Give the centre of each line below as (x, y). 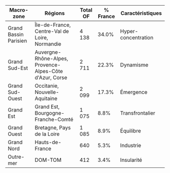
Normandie (48, 44)
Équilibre (131, 131)
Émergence (134, 92)
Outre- (16, 157)
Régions (55, 13)
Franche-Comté (54, 119)
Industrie (131, 145)
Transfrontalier (138, 113)
